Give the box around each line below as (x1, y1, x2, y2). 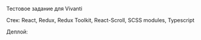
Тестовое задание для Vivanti (6, 5, 83, 12)
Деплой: (6, 28, 28, 35)
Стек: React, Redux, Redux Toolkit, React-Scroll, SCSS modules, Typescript (6, 17, 195, 23)
